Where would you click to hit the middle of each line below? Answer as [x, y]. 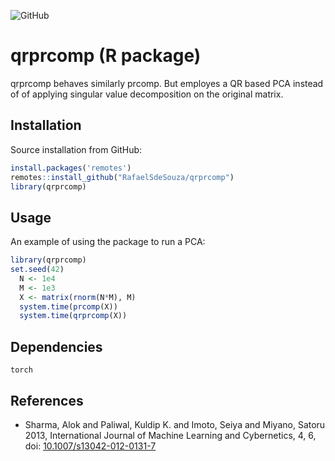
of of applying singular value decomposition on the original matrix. [147, 94]
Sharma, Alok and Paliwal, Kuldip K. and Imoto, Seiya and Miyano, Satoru [175, 424]
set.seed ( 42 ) [37, 270]
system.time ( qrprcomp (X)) [73, 316]
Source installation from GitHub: [76, 149]
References [47, 400]
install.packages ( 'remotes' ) [71, 168]
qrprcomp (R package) [106, 56]
